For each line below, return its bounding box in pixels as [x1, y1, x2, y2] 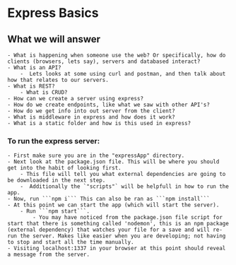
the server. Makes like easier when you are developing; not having [20, 232, 226, 240]
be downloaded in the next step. [7, 177, 106, 184]
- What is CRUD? [20, 89, 69, 96]
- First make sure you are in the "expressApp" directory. [7, 152, 185, 160]
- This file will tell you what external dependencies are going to [20, 171, 226, 178]
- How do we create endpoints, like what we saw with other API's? [7, 101, 211, 108]
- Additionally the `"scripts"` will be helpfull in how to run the [20, 183, 230, 190]
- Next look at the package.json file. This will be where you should [7, 158, 220, 165]
